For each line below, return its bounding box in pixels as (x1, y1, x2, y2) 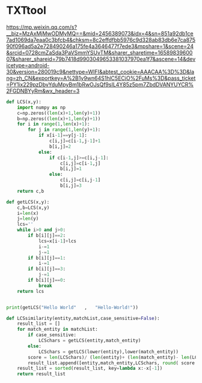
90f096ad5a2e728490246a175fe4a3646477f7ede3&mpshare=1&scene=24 (6, 43, 194, 50)
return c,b (17, 188, 44, 194)
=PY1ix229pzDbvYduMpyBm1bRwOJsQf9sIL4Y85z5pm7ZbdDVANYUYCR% (6, 80, 194, 88)
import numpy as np (17, 104, 66, 110)
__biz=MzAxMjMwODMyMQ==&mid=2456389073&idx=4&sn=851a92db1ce (6, 29, 194, 37)
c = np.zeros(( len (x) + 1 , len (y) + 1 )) (17, 110, 101, 116)
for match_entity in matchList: (17, 327, 98, 333)
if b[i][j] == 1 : (28, 255, 66, 261)
